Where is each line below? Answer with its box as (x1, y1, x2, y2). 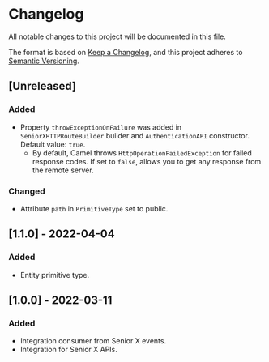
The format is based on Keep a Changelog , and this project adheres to (8, 47, 243, 57)
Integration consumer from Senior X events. (19, 336, 167, 346)
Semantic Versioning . (8, 56, 79, 66)
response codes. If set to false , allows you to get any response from (32, 156, 262, 166)
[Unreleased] (8, 79, 77, 93)
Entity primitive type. (19, 270, 90, 279)
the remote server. (32, 165, 95, 175)
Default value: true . (19, 139, 86, 149)
